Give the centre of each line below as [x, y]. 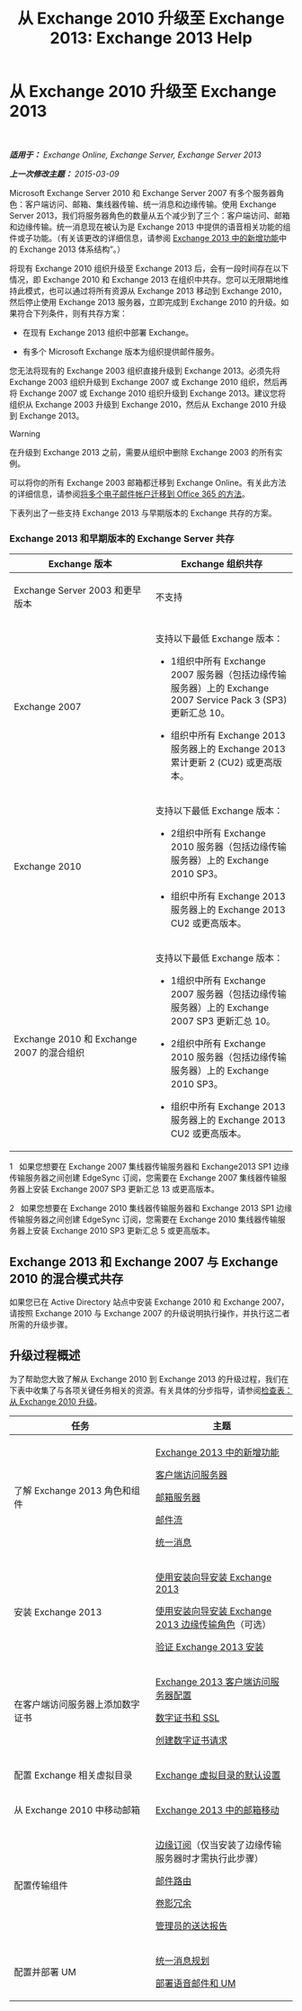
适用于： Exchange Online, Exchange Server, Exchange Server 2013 [136, 155]
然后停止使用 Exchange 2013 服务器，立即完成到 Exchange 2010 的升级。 [145, 301]
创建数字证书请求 [192, 1740]
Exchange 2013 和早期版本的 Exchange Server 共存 [122, 538]
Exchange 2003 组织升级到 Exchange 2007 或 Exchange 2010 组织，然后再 [148, 382]
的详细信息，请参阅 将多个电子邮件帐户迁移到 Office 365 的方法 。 [129, 494]
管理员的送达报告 [192, 1926]
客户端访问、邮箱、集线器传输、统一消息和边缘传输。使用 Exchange [151, 204]
